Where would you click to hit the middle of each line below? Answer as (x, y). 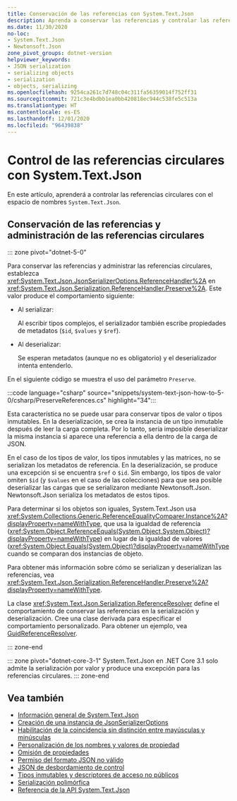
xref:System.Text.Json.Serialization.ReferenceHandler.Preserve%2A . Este (115, 288)
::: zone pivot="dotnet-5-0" (47, 252)
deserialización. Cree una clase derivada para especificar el (95, 618)
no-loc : (19, 33)
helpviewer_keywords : (39, 60)
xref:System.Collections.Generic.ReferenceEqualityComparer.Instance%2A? (117, 516)
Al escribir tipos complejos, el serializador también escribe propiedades (122, 323)
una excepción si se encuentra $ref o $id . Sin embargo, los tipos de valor (114, 472)
